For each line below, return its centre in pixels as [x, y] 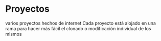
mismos [14, 34]
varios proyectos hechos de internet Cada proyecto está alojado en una [80, 23]
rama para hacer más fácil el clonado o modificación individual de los [78, 28]
